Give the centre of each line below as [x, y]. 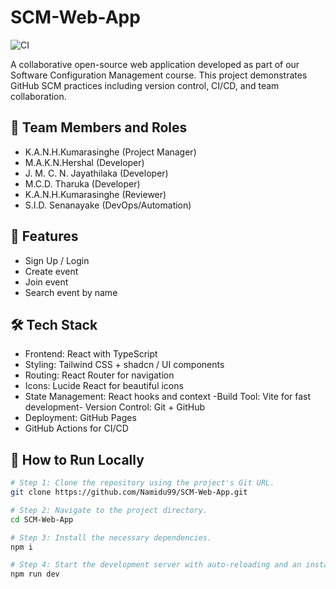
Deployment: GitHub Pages [80, 418]
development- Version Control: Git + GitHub [115, 407]
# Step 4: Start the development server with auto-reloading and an [156, 565]
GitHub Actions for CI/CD [76, 428]
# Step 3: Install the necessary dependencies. [111, 537]
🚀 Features [44, 236]
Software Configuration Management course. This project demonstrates [159, 75]
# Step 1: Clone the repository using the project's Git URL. [142, 483]
